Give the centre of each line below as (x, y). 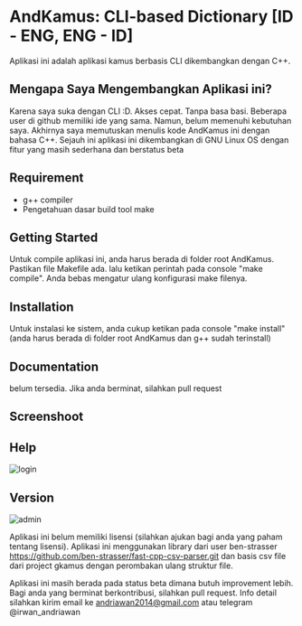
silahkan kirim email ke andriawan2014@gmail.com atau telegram (131, 603)
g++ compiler (48, 200)
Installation (42, 307)
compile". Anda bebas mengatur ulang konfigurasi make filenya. (128, 278)
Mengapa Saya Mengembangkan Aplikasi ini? (141, 89)
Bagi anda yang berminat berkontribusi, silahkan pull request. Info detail (143, 593)
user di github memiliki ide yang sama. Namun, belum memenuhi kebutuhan (151, 120)
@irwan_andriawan (45, 612)
